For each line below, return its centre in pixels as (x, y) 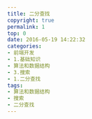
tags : (15, 85)
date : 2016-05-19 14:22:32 (46, 40)
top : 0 (17, 33)
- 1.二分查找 (24, 79)
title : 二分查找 (29, 14)
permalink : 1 (26, 27)
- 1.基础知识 (24, 59)
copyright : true (31, 20)
